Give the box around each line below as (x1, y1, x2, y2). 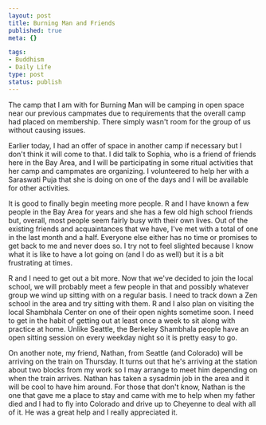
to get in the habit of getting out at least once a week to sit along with (8, 316, 236, 325)
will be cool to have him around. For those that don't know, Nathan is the (8, 382, 245, 392)
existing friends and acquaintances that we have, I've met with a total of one (8, 224, 259, 234)
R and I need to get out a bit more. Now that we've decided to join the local (8, 273, 253, 283)
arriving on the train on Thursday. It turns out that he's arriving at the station (8, 356, 258, 366)
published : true (8, 26, 62, 34)
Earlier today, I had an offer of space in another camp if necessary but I (8, 140, 242, 150)
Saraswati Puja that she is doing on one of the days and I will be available (8, 175, 248, 184)
